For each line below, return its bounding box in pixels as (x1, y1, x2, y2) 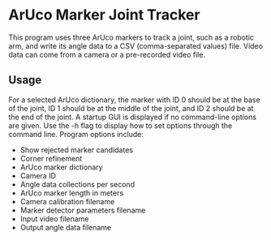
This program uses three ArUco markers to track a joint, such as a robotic (8, 32, 254, 42)
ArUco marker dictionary (19, 162, 103, 172)
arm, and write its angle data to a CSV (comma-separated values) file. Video (8, 41, 264, 50)
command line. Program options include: (8, 129, 144, 139)
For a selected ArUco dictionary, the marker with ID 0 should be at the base (8, 95, 261, 105)
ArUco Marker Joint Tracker (8, 6, 200, 24)
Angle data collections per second (19, 179, 135, 189)
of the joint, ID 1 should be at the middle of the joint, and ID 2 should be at (8, 103, 254, 113)
